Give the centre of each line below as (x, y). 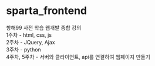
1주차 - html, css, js (29, 35)
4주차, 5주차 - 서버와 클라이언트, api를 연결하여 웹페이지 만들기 (78, 57)
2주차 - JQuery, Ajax (31, 42)
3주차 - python (23, 49)
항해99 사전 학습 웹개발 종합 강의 (44, 27)
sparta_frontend (46, 11)
